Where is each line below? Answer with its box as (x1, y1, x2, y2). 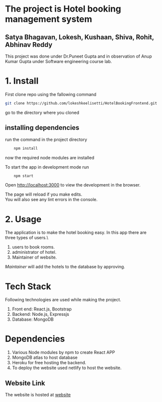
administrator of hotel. (12, 249, 57, 255)
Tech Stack (5, 281, 51, 292)
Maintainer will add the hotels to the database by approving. (5, 264, 125, 270)
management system (5, 14, 92, 25)
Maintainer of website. (12, 254, 57, 260)
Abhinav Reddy (5, 40, 52, 49)
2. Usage (5, 214, 42, 225)
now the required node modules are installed (5, 155, 95, 160)
